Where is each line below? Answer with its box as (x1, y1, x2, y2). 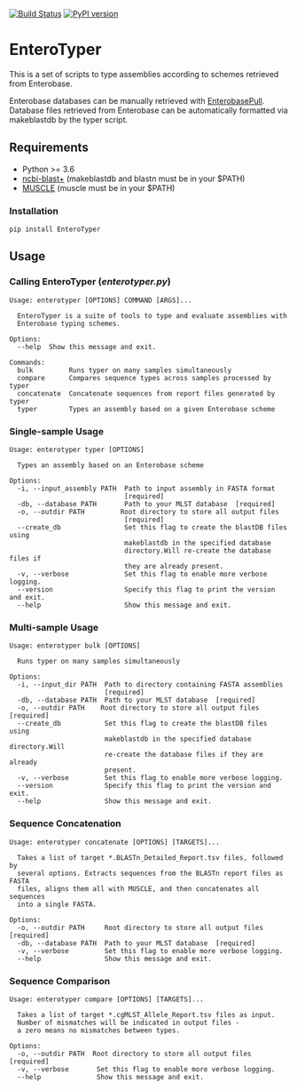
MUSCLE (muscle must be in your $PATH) (21, 182, 176, 193)
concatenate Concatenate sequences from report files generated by (17, 389, 276, 398)
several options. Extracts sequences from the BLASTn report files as (17, 869, 284, 878)
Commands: (9, 358, 46, 367)
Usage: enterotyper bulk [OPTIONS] (9, 641, 141, 650)
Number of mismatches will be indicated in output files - (17, 1018, 240, 1027)
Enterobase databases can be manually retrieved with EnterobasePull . (9, 95, 265, 106)
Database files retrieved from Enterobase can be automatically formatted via (9, 105, 288, 115)
